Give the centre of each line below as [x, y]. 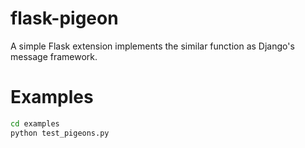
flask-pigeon [64, 18]
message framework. [54, 56]
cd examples [35, 123]
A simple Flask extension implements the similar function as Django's [152, 46]
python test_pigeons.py [60, 133]
